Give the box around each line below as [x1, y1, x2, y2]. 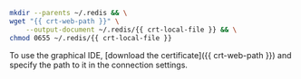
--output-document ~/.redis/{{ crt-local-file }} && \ [25, 25, 238, 34]
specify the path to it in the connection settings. [9, 59, 189, 70]
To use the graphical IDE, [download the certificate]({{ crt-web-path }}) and [9, 49, 292, 60]
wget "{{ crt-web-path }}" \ [9, 16, 120, 26]
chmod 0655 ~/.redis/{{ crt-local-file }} [9, 33, 172, 42]
